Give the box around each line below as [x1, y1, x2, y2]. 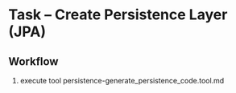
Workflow [8, 55, 59, 68]
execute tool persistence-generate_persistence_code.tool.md [19, 76, 225, 85]
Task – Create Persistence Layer [8, 6, 228, 24]
